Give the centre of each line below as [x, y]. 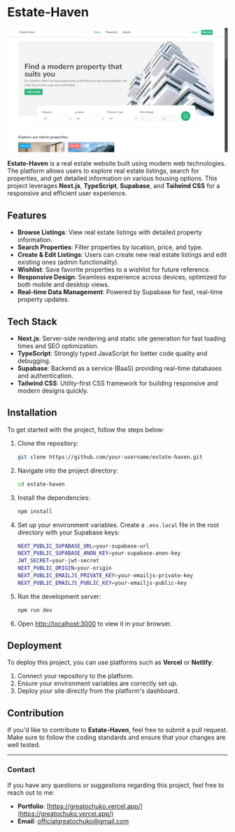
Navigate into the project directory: [68, 470]
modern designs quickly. [53, 391]
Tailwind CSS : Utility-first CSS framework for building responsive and [117, 383]
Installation [32, 412]
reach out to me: [31, 792]
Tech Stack [32, 321]
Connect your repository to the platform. [76, 676]
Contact [21, 770]
